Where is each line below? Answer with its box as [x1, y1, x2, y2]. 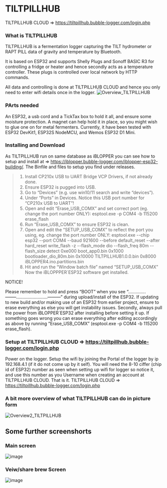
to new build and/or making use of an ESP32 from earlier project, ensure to [5, 299, 160, 305]
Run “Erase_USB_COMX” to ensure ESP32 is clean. [24, 221, 130, 227]
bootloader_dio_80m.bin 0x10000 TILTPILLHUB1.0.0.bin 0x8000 [24, 253, 156, 259]
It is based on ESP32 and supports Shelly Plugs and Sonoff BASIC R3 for [5, 59, 155, 65]
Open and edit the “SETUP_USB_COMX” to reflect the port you [24, 226, 154, 233]
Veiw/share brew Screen [5, 466, 66, 473]
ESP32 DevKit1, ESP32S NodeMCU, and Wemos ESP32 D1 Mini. [5, 129, 136, 135]
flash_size [24, 248, 46, 254]
